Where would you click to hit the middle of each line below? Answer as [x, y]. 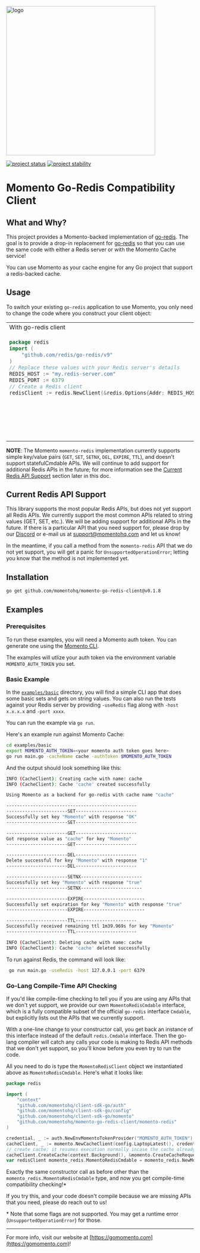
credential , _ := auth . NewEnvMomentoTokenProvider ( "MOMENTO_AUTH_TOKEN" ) [100, 1138]
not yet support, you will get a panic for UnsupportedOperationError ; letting [98, 552]
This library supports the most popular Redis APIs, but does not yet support [99, 509]
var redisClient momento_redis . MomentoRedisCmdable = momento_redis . [94, 1161]
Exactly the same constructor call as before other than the [77, 1172]
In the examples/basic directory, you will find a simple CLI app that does [94, 692]
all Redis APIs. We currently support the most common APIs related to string [99, 515]
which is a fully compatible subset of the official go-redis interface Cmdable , [99, 1011]
